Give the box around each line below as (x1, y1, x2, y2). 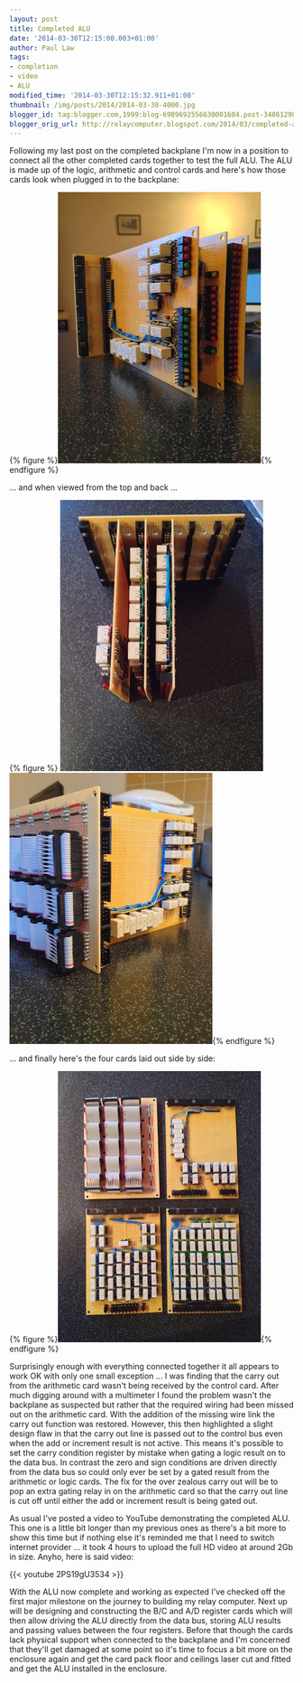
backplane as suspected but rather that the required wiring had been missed (9, 1399, 294, 1410)
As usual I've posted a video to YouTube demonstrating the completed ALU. (9, 1513, 290, 1524)
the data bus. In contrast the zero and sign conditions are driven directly (9, 1457, 278, 1468)
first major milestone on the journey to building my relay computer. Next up (9, 1596, 288, 1607)
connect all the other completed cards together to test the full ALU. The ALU (9, 155, 293, 166)
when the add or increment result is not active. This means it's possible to (9, 1438, 284, 1449)
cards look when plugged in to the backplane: (9, 174, 179, 185)
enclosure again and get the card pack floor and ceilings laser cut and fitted (9, 1654, 291, 1665)
